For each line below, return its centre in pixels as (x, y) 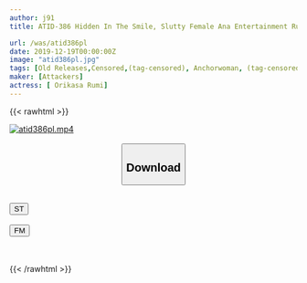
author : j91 (32, 18)
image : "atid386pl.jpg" (55, 60)
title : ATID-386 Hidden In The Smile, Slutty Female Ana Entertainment (148, 26)
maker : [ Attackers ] (47, 77)
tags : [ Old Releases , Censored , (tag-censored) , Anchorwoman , (127, 68)
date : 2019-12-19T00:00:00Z (63, 51)
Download (153, 168)
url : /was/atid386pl (49, 43)
